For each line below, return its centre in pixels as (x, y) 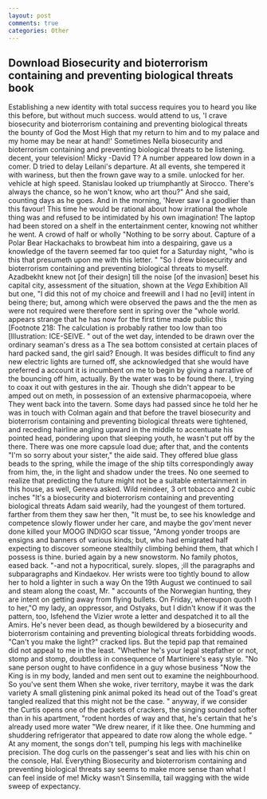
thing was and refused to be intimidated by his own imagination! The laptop (132, 217)
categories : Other (39, 30)
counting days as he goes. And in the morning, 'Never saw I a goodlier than (132, 201)
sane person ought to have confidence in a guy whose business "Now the (130, 667)
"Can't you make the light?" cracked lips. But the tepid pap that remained (128, 642)
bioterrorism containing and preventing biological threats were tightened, (128, 421)
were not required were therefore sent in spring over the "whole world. (124, 311)
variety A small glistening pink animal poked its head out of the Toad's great (133, 693)
